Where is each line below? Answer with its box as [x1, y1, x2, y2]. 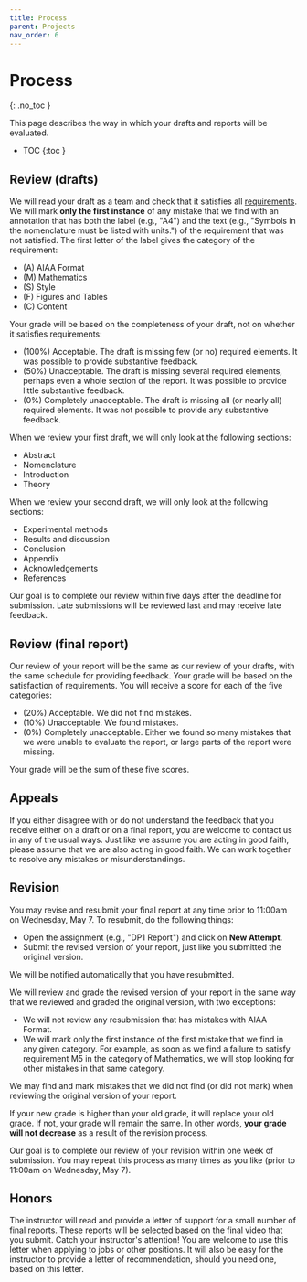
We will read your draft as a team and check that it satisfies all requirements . [9, 196, 297, 207]
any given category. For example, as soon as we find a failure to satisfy [22, 1043, 291, 1054]
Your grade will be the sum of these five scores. [9, 764, 190, 775]
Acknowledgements [22, 563, 99, 574]
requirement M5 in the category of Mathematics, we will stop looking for [22, 1052, 295, 1063]
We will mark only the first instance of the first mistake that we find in [22, 1033, 284, 1044]
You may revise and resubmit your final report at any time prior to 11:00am [9, 904, 288, 915]
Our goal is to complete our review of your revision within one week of [9, 1145, 274, 1156]
